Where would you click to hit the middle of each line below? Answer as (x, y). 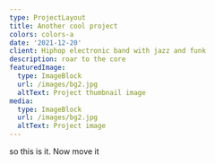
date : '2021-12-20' (46, 43)
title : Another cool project (64, 26)
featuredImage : (38, 68)
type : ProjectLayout (48, 17)
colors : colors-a (42, 34)
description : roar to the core (68, 59)
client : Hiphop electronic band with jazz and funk (107, 51)
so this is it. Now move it (55, 151)
